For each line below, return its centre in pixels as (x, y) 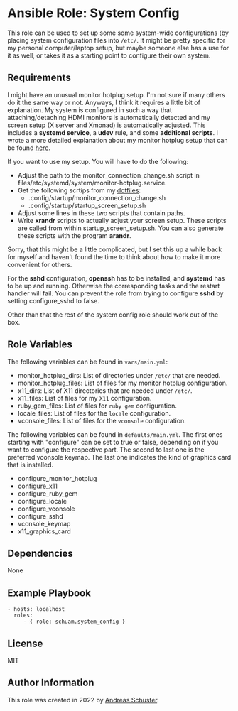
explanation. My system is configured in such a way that (90, 110)
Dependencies (40, 553)
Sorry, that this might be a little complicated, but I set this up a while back (115, 249)
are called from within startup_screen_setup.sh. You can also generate (120, 228)
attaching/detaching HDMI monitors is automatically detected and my (109, 117)
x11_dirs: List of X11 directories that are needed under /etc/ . (105, 390)
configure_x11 (38, 486)
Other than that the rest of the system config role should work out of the (113, 315)
